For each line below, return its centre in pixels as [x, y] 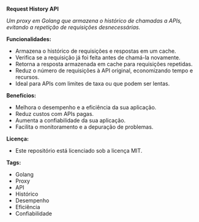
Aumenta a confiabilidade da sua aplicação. [70, 120]
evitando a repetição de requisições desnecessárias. [73, 27]
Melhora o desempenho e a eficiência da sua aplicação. [86, 107]
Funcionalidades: [29, 39]
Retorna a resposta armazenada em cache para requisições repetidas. [104, 64]
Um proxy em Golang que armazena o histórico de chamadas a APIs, [94, 21]
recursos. [27, 77]
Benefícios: [21, 95]
